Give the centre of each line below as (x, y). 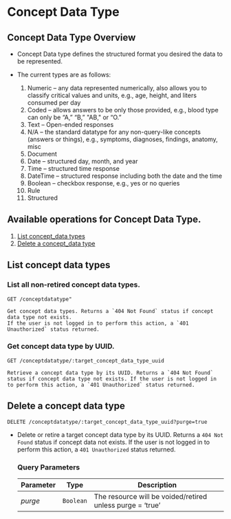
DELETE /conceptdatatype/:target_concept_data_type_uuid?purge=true (107, 422)
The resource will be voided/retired (151, 496)
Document (42, 154)
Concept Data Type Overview (71, 38)
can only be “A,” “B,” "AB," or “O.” (74, 117)
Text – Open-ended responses (70, 124)
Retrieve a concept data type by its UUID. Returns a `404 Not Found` (110, 373)
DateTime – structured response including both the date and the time (124, 176)
